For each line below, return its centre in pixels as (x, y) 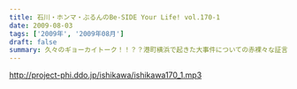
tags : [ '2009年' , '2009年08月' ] (67, 33)
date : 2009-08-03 (41, 26)
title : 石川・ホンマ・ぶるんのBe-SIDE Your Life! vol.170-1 (115, 17)
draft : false (33, 42)
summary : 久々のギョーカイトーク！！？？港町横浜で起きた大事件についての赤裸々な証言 (149, 50)
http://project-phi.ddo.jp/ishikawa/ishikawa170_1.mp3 (106, 75)
